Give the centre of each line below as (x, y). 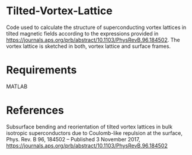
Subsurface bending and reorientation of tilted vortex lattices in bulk (89, 127)
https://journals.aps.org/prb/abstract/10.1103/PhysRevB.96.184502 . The (93, 40)
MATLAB (17, 86)
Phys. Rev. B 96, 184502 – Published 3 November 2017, (73, 139)
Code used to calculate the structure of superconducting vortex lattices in (96, 27)
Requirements (41, 70)
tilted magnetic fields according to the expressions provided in (82, 33)
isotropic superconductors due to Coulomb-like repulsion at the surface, (94, 133)
